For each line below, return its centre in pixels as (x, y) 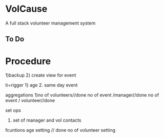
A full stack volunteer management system (50, 23)
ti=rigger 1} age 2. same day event (42, 85)
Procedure (28, 61)
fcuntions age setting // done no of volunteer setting (60, 130)
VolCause (26, 9)
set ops (13, 110)
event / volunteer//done (30, 101)
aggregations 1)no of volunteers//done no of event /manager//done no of (82, 95)
